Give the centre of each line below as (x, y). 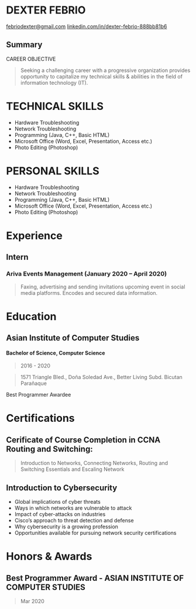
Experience (34, 235)
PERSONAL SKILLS (53, 171)
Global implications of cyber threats (57, 502)
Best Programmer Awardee (39, 395)
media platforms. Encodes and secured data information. (89, 293)
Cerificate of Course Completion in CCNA (83, 440)
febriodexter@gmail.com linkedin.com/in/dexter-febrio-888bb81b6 (87, 26)
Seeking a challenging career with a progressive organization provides (105, 70)
